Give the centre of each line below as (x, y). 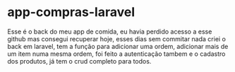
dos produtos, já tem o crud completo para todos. (79, 61)
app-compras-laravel (71, 12)
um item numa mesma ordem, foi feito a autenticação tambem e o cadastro (116, 54)
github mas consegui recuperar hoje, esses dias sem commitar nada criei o (116, 38)
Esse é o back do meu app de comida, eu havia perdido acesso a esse (110, 31)
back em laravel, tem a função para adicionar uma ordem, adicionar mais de (118, 46)
